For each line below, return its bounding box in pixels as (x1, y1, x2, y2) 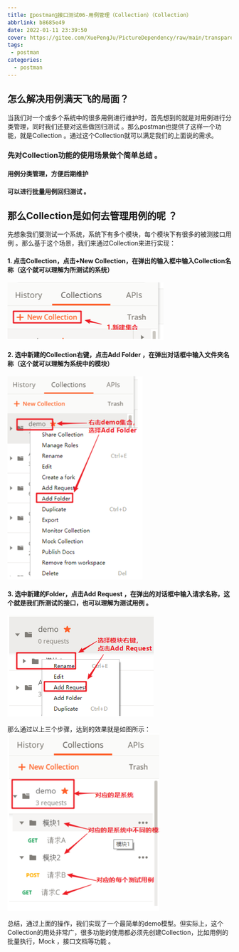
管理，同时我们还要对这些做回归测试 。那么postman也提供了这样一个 (13, 122, 216, 131)
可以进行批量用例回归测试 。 (7, 187, 90, 196)
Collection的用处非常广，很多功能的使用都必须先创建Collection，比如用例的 (7, 929, 229, 937)
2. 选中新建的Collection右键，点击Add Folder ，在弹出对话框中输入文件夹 (7, 351, 224, 359)
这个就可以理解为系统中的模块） (19, 359, 114, 368)
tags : (7, 41, 23, 49)
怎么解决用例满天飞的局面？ (7, 93, 129, 105)
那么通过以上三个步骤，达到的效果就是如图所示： (7, 725, 151, 734)
